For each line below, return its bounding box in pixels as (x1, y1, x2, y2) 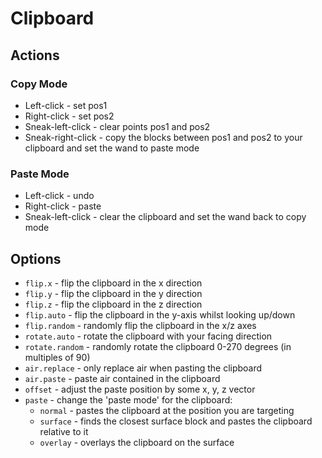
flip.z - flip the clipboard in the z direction (24, 298, 203, 310)
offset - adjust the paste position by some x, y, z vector (24, 383, 256, 395)
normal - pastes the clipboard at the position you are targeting (39, 404, 295, 416)
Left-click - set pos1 (24, 99, 108, 111)
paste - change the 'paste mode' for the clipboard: (24, 393, 233, 406)
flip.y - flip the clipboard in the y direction (24, 287, 203, 299)
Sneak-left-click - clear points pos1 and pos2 (24, 120, 211, 132)
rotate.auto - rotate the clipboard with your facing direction (24, 330, 273, 342)
